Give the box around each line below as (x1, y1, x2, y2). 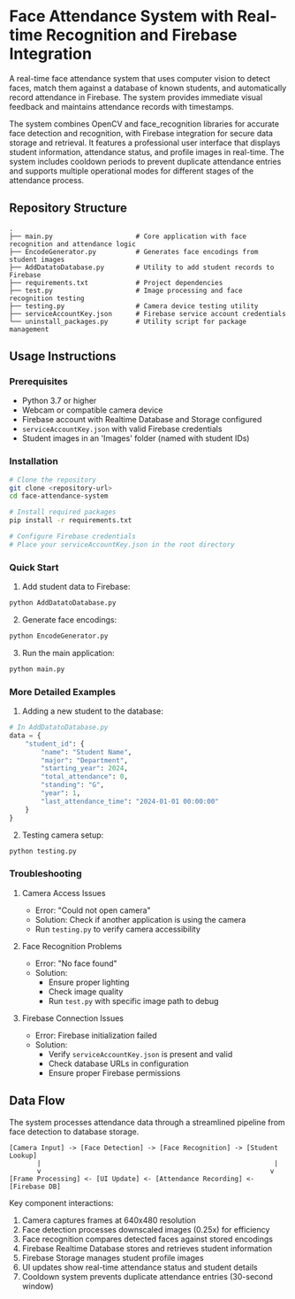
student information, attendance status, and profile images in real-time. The (9, 146, 284, 157)
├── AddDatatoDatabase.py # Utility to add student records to (9, 263, 275, 272)
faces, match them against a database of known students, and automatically (9, 82, 287, 93)
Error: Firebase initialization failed (34, 1030, 157, 1040)
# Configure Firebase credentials (9, 532, 137, 541)
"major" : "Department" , (41, 755, 128, 765)
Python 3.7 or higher (21, 396, 97, 406)
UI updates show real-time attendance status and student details (21, 1262, 258, 1272)
